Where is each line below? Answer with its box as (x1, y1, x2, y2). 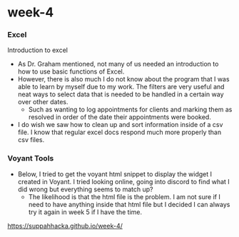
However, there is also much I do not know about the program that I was (17, 75, 230, 84)
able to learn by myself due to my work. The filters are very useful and (17, 83, 225, 91)
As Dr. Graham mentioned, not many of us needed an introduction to (17, 60, 219, 69)
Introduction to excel (7, 46, 68, 54)
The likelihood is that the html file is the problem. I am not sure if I (28, 192, 221, 201)
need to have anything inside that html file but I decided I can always (28, 200, 230, 208)
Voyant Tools (7, 153, 54, 163)
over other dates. (17, 98, 68, 106)
